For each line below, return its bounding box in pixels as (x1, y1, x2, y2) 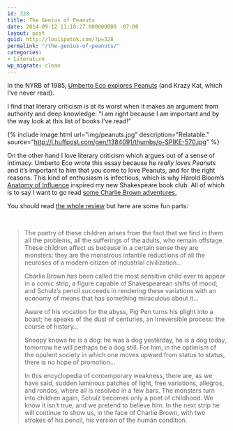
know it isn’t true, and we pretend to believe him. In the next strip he (24, 401, 220, 409)
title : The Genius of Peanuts (7, 17, 96, 24)
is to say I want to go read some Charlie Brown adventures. (7, 188, 177, 196)
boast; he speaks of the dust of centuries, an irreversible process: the (24, 315, 225, 323)
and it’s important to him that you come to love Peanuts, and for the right (7, 166, 216, 174)
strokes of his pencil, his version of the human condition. (24, 416, 188, 424)
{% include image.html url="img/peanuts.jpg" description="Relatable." (7, 130, 209, 139)
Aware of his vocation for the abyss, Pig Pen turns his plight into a (24, 307, 214, 315)
